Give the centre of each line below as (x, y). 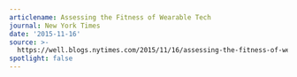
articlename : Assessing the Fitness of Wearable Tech (110, 17)
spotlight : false (41, 58)
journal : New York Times (55, 26)
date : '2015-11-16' (45, 34)
